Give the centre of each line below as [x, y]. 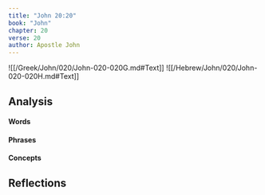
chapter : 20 [28, 30]
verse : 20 [25, 38]
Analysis [31, 101]
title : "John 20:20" [43, 16]
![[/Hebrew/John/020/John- [212, 68]
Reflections [38, 183]
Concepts [25, 158]
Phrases [22, 139]
